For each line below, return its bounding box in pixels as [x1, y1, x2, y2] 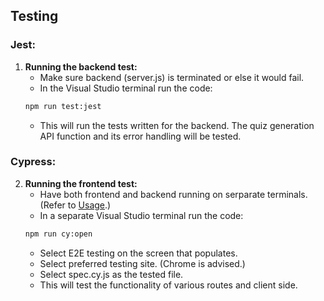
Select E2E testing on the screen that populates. [39, 247, 238, 259]
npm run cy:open [24, 229, 93, 239]
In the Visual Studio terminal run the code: [39, 82, 213, 94]
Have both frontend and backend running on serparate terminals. [39, 188, 308, 200]
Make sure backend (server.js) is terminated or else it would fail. [39, 71, 305, 83]
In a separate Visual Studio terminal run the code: [39, 209, 244, 221]
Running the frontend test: [24, 177, 138, 189]
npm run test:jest [24, 101, 102, 111]
